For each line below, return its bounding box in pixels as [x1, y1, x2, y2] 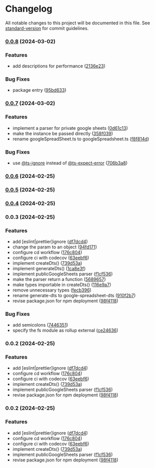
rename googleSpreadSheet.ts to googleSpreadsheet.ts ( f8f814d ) [12, 135, 149, 142]
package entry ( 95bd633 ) [12, 87, 67, 93]
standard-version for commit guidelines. [5, 25, 89, 31]
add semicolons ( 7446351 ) [12, 322, 68, 328]
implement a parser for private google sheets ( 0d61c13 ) [12, 125, 128, 131]
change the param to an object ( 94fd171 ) [12, 244, 97, 250]
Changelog [5, 3, 53, 15]
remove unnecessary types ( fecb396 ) [12, 287, 92, 293]
